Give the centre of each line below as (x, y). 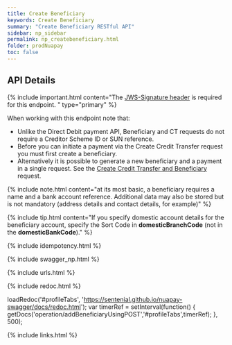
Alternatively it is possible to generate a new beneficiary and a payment (119, 161)
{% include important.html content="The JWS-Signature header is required (115, 97)
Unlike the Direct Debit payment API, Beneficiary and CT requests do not (121, 131)
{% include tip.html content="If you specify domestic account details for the (116, 217)
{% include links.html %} (42, 335)
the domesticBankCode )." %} (50, 232)
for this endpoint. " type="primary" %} (62, 104)
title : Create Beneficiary (46, 14)
